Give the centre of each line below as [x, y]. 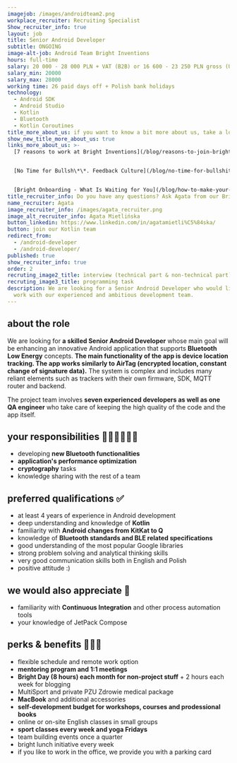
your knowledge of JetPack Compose [72, 622]
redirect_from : [30, 236]
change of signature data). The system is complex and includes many [110, 371]
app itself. [22, 414]
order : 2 [20, 269]
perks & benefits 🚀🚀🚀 [55, 645]
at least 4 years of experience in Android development [97, 516]
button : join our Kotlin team [52, 229]
